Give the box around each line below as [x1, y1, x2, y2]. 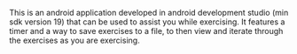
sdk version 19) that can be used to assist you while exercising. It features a [9, 17, 285, 27]
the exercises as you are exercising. [9, 35, 140, 45]
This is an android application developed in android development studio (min [9, 8, 289, 17]
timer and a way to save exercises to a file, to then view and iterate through [9, 26, 284, 36]
